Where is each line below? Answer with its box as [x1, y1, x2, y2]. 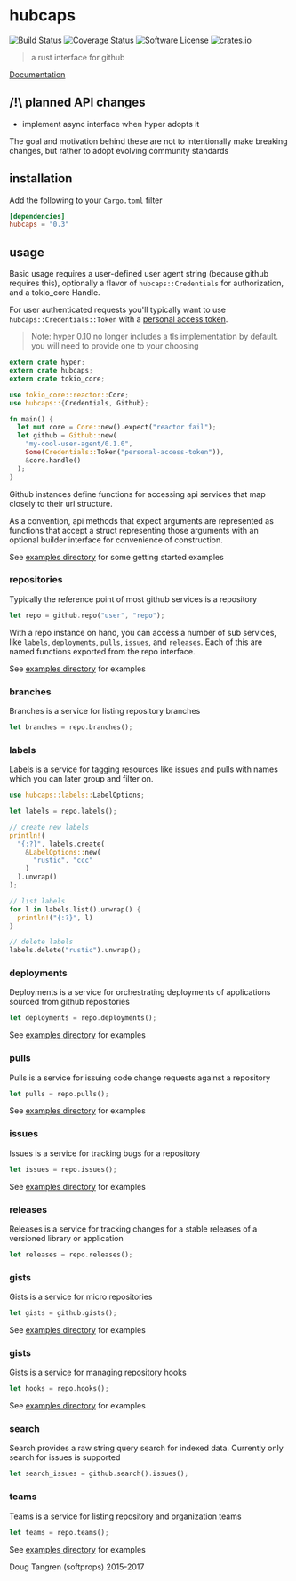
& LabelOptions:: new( [25, 847, 101, 856]
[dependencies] [9, 212, 66, 221]
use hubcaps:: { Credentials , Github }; [9, 398, 149, 407]
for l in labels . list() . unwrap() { [9, 904, 141, 914]
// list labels [9, 896, 66, 905]
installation [9, 171, 73, 187]
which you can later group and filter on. [9, 774, 154, 784]
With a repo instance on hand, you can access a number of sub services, [9, 627, 277, 638]
